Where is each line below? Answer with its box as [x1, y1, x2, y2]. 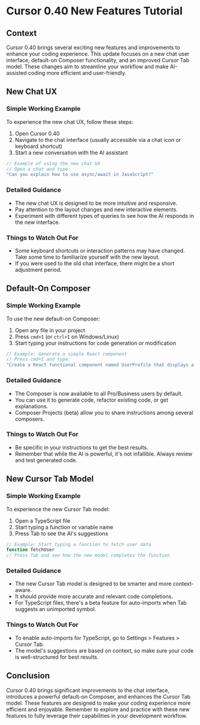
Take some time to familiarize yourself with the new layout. [14, 253, 160, 260]
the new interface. [14, 219, 60, 226]
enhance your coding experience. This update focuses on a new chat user [6, 50, 190, 57]
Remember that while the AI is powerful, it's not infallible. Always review [14, 450, 193, 457]
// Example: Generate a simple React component [6, 351, 128, 357]
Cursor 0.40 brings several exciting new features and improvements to [6, 44, 181, 51]
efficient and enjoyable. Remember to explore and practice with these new [6, 705, 190, 713]
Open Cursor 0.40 [14, 130, 60, 137]
